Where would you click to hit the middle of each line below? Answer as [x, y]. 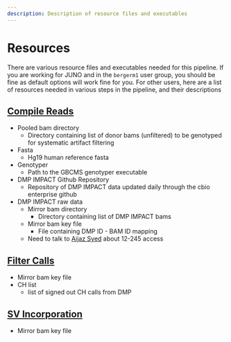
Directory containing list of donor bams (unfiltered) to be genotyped [125, 136]
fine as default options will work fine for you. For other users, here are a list [114, 82]
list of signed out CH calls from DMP [79, 292]
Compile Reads [41, 111]
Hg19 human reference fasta [68, 158]
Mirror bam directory [57, 209]
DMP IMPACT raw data [50, 202]
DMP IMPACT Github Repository [63, 180]
